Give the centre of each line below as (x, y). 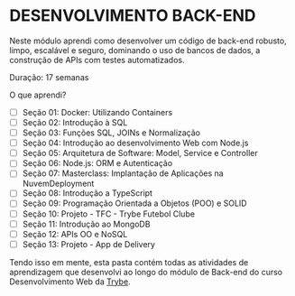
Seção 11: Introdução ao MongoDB (86, 224)
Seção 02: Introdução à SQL (75, 122)
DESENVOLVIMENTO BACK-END (133, 16)
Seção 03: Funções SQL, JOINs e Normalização (111, 133)
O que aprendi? (38, 95)
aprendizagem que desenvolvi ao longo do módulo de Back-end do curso (146, 272)
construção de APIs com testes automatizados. (97, 60)
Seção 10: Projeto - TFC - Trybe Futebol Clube (109, 214)
